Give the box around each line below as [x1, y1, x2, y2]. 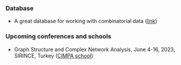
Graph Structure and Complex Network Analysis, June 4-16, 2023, [14, 45, 175, 53]
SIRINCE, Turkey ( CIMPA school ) [14, 52, 94, 59]
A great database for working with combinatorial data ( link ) [14, 18, 157, 25]
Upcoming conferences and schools [5, 32, 111, 41]
